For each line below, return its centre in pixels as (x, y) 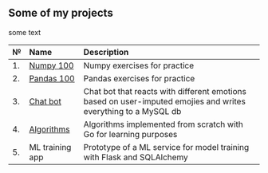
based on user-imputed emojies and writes (164, 101)
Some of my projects (61, 13)
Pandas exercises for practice (139, 78)
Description (106, 52)
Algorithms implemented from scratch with (163, 124)
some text (25, 32)
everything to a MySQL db (132, 111)
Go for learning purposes (130, 134)
